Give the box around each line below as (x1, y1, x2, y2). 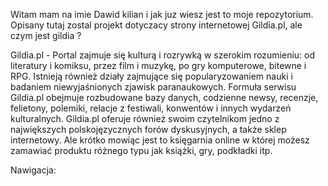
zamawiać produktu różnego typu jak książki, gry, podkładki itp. (10, 145, 273, 156)
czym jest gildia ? (10, 30, 82, 41)
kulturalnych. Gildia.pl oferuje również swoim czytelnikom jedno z (10, 113, 280, 124)
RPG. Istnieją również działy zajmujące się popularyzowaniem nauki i (10, 70, 293, 82)
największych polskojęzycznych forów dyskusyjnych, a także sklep (10, 124, 287, 135)
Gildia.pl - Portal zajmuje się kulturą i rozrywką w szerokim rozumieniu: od (10, 49, 316, 61)
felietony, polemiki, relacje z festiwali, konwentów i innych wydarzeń (10, 102, 292, 114)
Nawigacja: (10, 164, 57, 176)
